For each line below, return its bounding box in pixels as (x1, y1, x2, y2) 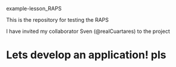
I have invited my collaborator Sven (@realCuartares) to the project (6, 28, 171, 35)
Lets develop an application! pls (6, 48, 166, 62)
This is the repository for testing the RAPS (6, 16, 109, 23)
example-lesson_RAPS (6, 5, 62, 12)
